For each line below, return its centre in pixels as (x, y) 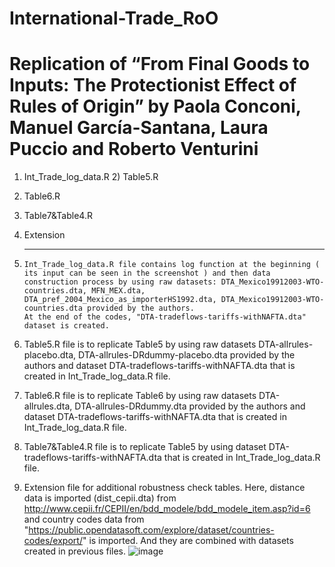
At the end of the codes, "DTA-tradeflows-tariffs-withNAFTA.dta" (165, 317)
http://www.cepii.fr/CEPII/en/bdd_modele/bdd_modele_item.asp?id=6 (167, 509)
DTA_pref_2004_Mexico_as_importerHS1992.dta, (120, 300)
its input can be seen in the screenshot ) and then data (147, 273)
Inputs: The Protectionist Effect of (153, 85)
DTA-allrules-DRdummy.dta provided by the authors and (190, 406)
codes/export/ (53, 541)
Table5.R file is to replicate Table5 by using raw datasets (140, 344)
